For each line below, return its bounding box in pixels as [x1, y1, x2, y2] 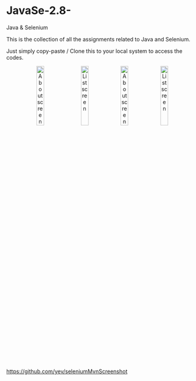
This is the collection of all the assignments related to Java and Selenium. [6, 35, 191, 43]
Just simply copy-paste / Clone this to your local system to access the [6, 47, 183, 55]
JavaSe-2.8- [6, 4, 71, 18]
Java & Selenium [6, 24, 49, 31]
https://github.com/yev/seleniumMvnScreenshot [6, 368, 128, 375]
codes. [6, 54, 24, 61]
